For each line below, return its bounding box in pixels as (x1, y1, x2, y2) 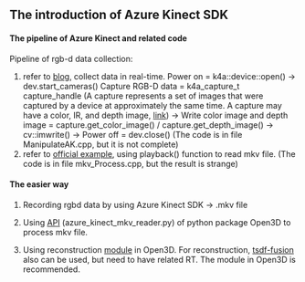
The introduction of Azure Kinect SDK (9, 7, 229, 23)
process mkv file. (22, 226, 89, 237)
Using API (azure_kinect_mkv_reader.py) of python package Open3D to (22, 216, 291, 227)
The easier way (9, 179, 69, 190)
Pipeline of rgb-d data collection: (9, 53, 133, 64)
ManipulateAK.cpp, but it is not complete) (22, 139, 179, 150)
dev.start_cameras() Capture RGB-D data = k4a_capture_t (22, 80, 240, 91)
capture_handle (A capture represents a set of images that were (22, 90, 264, 101)
